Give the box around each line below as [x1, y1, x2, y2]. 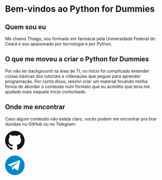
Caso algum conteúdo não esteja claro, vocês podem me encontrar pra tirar [5, 116, 157, 121]
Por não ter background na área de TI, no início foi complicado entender [5, 68, 150, 74]
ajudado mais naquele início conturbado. [5, 89, 87, 95]
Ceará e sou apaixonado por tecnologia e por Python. [5, 41, 112, 47]
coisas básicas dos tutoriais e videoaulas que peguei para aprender [5, 73, 141, 79]
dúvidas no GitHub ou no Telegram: [5, 121, 76, 127]
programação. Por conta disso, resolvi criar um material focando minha [5, 78, 148, 84]
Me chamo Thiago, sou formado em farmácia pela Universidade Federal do [5, 36, 156, 41]
